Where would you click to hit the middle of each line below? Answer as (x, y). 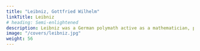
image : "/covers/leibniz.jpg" (44, 33)
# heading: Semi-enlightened (42, 22)
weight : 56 (20, 39)
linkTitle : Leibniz (30, 17)
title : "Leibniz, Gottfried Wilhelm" (53, 11)
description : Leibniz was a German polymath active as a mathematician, (98, 28)
